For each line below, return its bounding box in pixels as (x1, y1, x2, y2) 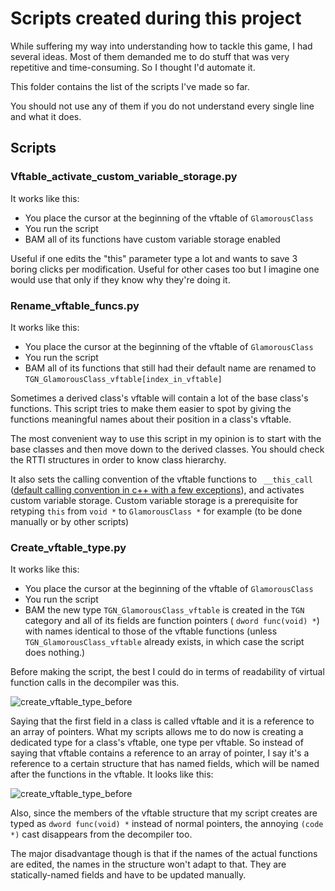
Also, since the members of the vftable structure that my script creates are (10, 807, 318, 819)
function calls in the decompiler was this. (10, 677, 180, 689)
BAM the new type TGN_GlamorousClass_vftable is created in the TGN (24, 604, 305, 616)
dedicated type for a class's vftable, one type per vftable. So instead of (10, 737, 304, 749)
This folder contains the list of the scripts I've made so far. (10, 80, 250, 92)
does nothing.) (24, 647, 86, 659)
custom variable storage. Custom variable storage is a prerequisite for (10, 494, 299, 506)
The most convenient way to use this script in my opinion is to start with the (10, 432, 322, 444)
